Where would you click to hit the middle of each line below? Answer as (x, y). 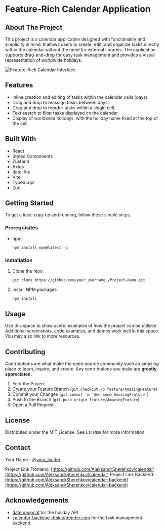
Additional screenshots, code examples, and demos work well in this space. (82, 331)
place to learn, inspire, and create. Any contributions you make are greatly (81, 369)
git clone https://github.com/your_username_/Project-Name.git (79, 280)
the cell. (20, 123)
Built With (20, 139)
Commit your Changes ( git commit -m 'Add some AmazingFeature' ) (81, 394)
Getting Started (29, 203)
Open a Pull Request (33, 405)
